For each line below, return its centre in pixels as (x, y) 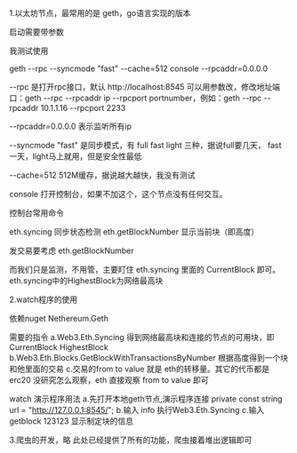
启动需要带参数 (36, 32)
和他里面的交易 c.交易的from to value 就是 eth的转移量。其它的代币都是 (139, 369)
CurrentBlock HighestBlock (59, 347)
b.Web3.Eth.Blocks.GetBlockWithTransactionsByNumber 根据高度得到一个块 (149, 358)
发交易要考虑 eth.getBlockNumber (72, 250)
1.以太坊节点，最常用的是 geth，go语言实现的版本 (100, 13)
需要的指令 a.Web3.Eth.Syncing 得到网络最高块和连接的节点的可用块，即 (142, 337)
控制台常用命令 (36, 213)
